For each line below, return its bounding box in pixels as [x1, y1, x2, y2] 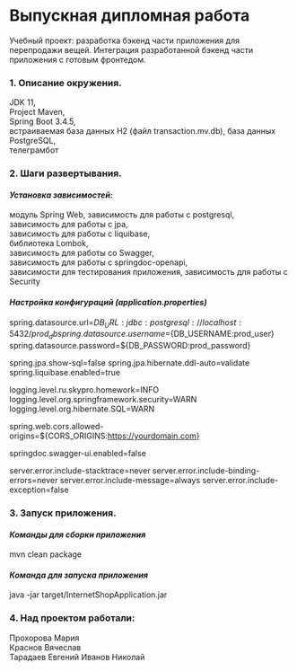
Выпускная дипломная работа [9, 5, 250, 26]
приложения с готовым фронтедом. [9, 54, 146, 65]
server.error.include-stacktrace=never [9, 465, 151, 476]
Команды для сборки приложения [9, 529, 146, 540]
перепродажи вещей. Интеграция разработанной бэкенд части [9, 44, 254, 55]
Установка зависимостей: [9, 190, 114, 200]
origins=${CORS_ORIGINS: [9, 430, 109, 441]
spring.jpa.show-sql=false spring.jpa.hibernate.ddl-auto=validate [9, 358, 250, 368]
